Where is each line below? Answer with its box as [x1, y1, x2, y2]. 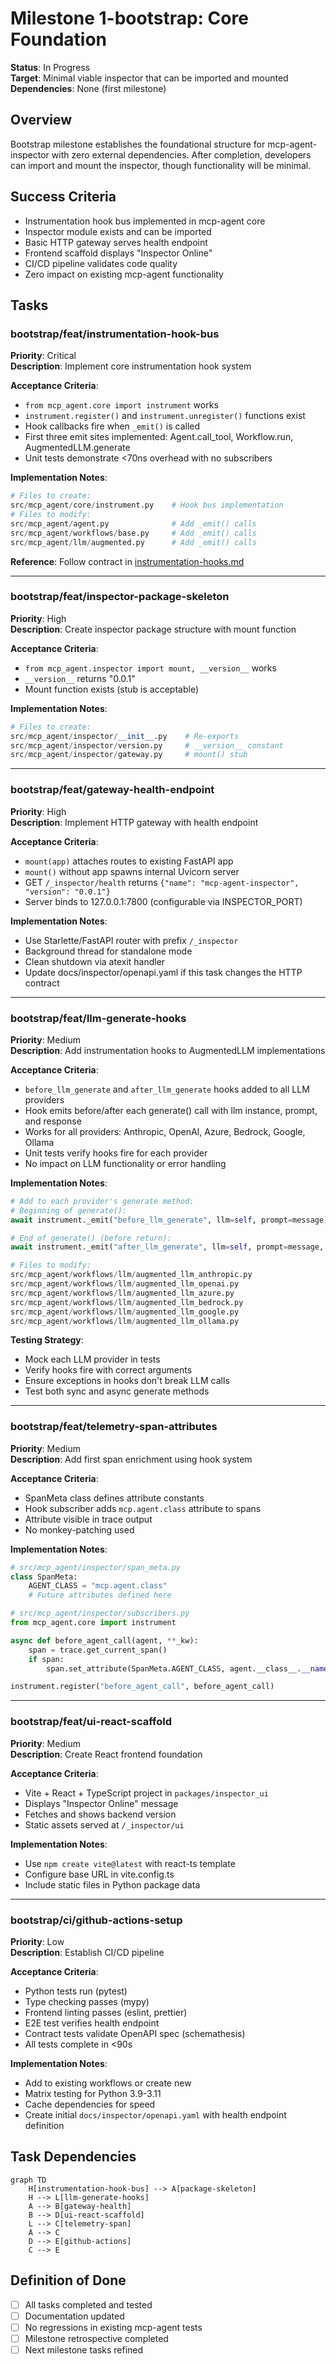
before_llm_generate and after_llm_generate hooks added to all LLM [24, 1083, 310, 1095]
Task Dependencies [10, 2148, 137, 2166]
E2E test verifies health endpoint [24, 2017, 160, 2029]
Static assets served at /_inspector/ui [24, 1818, 185, 1831]
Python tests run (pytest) [24, 1985, 128, 1997]
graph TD [10, 2175, 47, 2185]
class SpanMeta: [10, 1572, 78, 1582]
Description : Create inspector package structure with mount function [10, 623, 297, 635]
